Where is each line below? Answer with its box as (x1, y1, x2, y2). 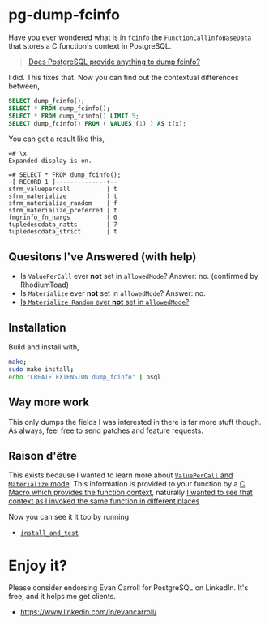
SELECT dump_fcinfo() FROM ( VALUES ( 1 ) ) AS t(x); (8, 119, 186, 127)
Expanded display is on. (8, 156, 92, 165)
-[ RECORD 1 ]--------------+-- (8, 178, 117, 186)
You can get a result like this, (8, 134, 105, 143)
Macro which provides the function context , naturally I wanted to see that (8, 488, 253, 498)
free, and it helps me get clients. (8, 592, 116, 601)
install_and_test (19, 529, 79, 537)
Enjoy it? (8, 556, 67, 575)
